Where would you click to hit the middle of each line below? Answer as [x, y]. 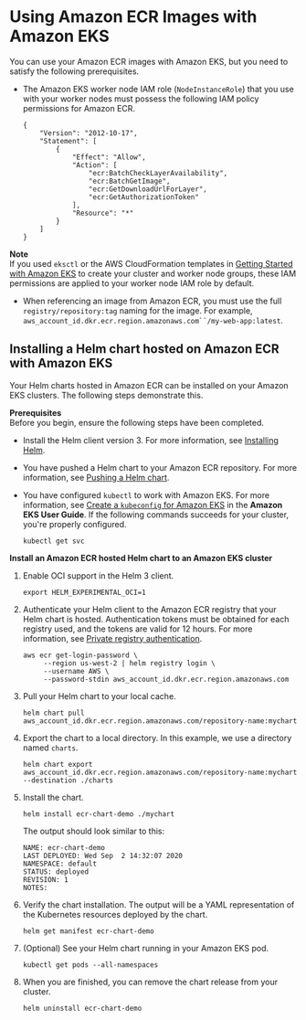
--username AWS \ [76, 671]
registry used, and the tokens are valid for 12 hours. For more [137, 629]
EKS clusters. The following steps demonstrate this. [106, 395]
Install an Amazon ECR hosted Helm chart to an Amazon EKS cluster [141, 558]
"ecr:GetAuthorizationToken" [143, 197]
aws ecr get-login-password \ [80, 655]
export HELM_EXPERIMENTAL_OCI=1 [84, 592]
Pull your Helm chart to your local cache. [99, 696]
